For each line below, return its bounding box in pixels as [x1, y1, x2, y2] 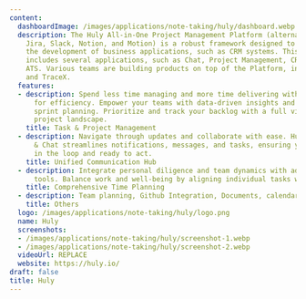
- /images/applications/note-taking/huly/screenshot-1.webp [17, 233, 250, 242]
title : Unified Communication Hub [25, 157, 157, 167]
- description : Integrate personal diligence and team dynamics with [17, 166, 287, 175]
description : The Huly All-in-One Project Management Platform [17, 30, 262, 39]
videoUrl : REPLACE [17, 251, 88, 260]
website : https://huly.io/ [17, 259, 120, 269]
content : [9, 13, 43, 23]
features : [17, 81, 55, 90]
